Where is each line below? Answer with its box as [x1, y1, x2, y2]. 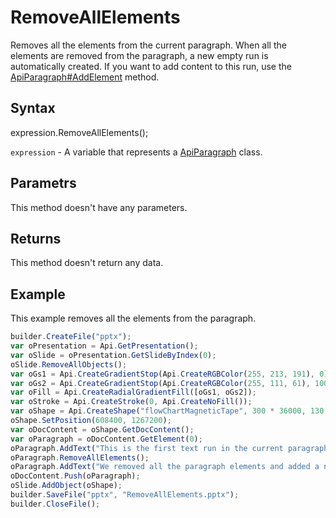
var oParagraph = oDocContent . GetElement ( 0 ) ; [10, 434, 203, 444]
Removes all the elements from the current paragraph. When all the [10, 39, 287, 51]
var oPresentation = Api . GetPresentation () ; [10, 341, 199, 351]
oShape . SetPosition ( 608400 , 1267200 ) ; [10, 416, 172, 426]
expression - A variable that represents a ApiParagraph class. [10, 146, 263, 158]
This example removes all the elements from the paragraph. [10, 312, 257, 325]
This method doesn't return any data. [10, 257, 164, 269]
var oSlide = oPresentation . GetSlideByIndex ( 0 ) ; [10, 350, 217, 360]
